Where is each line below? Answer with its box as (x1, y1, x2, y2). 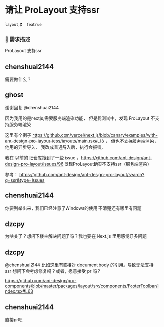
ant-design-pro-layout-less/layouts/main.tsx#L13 (5, 138, 104, 144)
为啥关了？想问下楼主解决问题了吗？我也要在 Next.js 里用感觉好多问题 (5, 234, 147, 239)
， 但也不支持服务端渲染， (105, 138, 159, 144)
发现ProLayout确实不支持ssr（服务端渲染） (64, 161, 152, 167)
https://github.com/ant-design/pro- (5, 278, 77, 284)
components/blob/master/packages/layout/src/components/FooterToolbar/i (5, 283, 159, 289)
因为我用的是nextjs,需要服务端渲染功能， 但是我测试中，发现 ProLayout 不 (5, 115, 155, 121)
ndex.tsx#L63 (5, 288, 33, 294)
